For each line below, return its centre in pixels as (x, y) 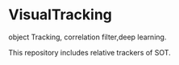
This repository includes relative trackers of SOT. (89, 52)
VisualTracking (60, 15)
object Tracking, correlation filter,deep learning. (87, 37)
